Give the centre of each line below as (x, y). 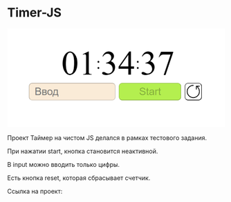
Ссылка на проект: (35, 192)
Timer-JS (35, 13)
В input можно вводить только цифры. (63, 165)
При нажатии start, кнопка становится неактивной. (83, 151)
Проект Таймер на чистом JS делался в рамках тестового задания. (107, 138)
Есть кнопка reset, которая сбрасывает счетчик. (79, 178)
